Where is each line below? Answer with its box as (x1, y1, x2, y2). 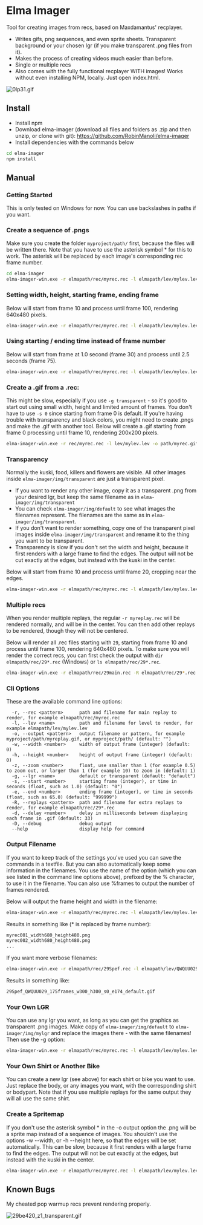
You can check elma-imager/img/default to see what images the (14, 505, 175, 512)
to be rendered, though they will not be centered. (6, 627, 129, 635)
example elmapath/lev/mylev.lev (6, 725, 88, 732)
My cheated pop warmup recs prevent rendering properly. (6, 1200, 151, 1207)
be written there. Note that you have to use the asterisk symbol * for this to (6, 246, 192, 253)
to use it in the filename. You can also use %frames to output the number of (6, 880, 195, 887)
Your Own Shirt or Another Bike (6, 1062, 100, 1071)
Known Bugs (6, 1184, 56, 1195)
